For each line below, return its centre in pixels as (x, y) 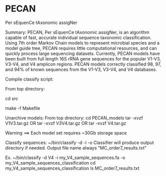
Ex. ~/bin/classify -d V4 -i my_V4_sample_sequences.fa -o (65, 157)
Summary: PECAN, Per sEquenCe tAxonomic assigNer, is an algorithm (77, 32)
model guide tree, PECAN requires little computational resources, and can (81, 48)
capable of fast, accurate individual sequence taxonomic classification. (78, 37)
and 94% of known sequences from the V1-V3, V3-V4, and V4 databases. (81, 69)
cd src (12, 98)
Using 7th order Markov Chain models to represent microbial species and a (82, 42)
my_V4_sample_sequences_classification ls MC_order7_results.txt (72, 168)
